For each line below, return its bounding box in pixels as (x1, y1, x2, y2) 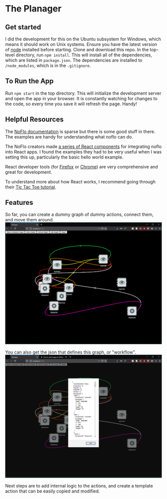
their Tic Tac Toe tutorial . (5, 184, 57, 190)
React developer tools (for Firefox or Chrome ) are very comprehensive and (5, 164, 158, 169)
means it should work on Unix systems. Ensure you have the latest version (5, 41, 158, 47)
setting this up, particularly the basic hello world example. (5, 154, 124, 160)
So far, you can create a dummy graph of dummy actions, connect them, (5, 211, 154, 217)
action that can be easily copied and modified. (5, 488, 100, 494)
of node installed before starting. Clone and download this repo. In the (5, 47, 149, 52)
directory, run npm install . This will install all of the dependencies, (15, 52, 153, 58)
